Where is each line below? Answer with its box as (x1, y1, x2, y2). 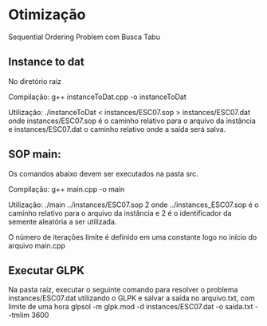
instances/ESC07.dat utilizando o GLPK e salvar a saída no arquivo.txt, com (8, 293, 255, 303)
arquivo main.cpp (8, 241, 66, 250)
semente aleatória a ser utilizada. (8, 217, 117, 226)
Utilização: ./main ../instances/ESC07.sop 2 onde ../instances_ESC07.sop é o (8, 200, 259, 209)
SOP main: (8, 148, 61, 161)
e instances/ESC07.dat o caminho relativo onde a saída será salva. (8, 124, 226, 133)
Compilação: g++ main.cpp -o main (8, 184, 125, 193)
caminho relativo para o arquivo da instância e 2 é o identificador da (8, 208, 232, 217)
